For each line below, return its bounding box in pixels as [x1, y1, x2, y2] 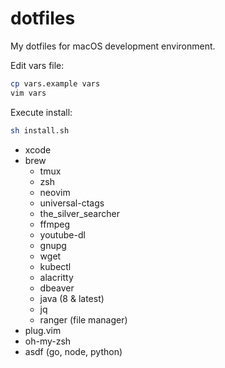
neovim [39, 186, 71, 198]
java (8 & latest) [39, 292, 105, 304]
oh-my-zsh [24, 335, 72, 347]
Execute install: [10, 106, 73, 118]
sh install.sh [10, 125, 70, 136]
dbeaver [39, 282, 75, 294]
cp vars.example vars [10, 78, 101, 89]
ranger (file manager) [39, 313, 128, 326]
